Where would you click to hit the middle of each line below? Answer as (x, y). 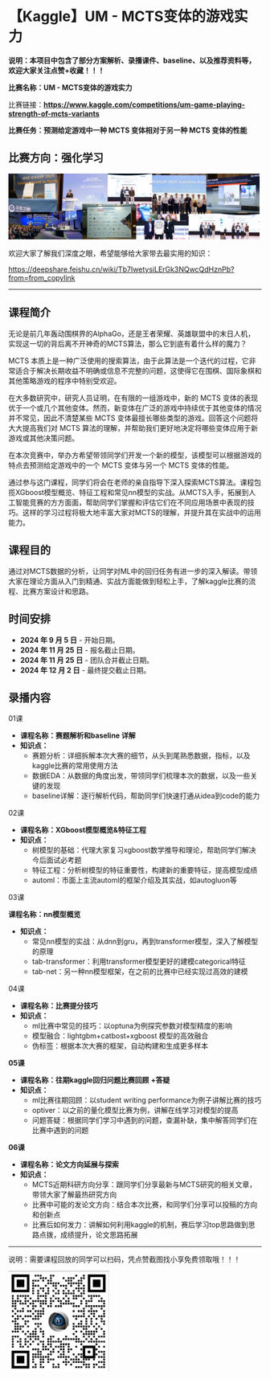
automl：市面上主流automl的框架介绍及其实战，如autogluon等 (134, 880)
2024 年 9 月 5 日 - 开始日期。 (70, 640)
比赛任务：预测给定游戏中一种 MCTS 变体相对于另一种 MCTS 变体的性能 (128, 130)
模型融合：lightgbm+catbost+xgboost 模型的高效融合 (120, 1036)
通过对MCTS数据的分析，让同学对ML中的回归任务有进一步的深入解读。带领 (133, 571)
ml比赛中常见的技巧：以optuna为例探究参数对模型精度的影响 (132, 1026)
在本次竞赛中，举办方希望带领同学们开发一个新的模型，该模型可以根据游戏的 (135, 455)
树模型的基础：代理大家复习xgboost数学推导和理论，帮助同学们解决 (144, 850)
